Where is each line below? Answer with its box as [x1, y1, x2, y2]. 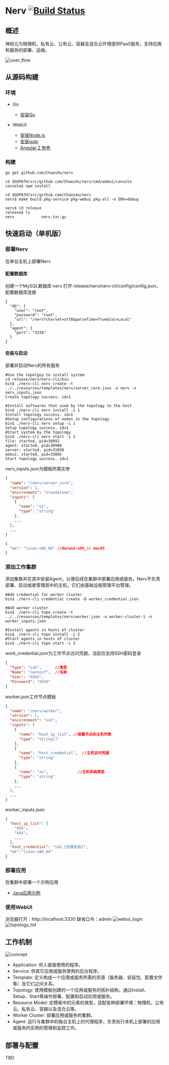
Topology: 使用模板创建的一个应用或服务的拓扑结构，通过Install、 [12, 987, 149, 993]
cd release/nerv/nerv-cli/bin [5, 377, 69, 382]
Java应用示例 [12, 890, 41, 896]
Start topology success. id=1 [5, 457, 69, 462]
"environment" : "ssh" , [10, 718, 58, 723]
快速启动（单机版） [5, 230, 65, 238]
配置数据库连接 [5, 289, 36, 295]
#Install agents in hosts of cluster [5, 628, 85, 633]
